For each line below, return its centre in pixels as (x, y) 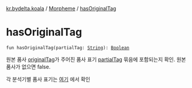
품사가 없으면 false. (28, 66)
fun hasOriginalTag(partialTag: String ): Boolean (68, 48)
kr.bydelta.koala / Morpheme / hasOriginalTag (61, 9)
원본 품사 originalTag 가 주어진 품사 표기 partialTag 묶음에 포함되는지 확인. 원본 (96, 59)
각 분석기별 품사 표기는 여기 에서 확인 (48, 79)
